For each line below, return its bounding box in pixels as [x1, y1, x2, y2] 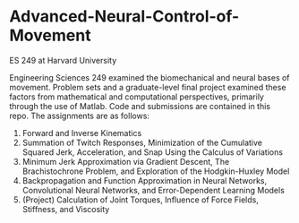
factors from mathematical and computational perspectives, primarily [9, 91, 264, 102]
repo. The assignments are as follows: [9, 110, 150, 121]
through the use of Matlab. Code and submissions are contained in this [9, 100, 271, 111]
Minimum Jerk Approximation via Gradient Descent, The [21, 156, 230, 167]
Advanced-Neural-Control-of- [9, 6, 240, 27]
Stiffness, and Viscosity [21, 203, 110, 214]
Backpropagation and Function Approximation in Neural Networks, [21, 175, 268, 185]
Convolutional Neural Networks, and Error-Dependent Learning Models [21, 184, 285, 195]
